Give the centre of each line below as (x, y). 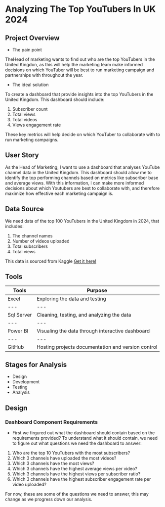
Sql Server (20, 315)
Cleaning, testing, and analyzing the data (84, 315)
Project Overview (32, 38)
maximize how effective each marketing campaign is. (59, 193)
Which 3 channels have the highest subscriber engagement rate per (82, 479)
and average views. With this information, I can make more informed (75, 183)
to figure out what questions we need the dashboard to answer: (77, 443)
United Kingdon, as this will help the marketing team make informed (74, 65)
